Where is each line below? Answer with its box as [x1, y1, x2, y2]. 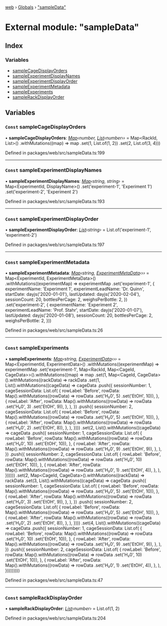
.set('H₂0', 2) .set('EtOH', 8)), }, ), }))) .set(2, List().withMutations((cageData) [5, 424, 161, 430]
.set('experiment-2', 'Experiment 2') [5, 189, 78, 195]
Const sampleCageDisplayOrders [5, 124, 86, 130]
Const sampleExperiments [5, 345, 69, 352]
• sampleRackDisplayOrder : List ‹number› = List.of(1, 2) [5, 606, 120, 612]
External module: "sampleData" [5, 22, 139, 33]
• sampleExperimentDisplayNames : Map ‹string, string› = [5, 178, 125, 184]
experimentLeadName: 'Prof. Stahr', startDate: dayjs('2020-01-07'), [5, 307, 143, 313]
